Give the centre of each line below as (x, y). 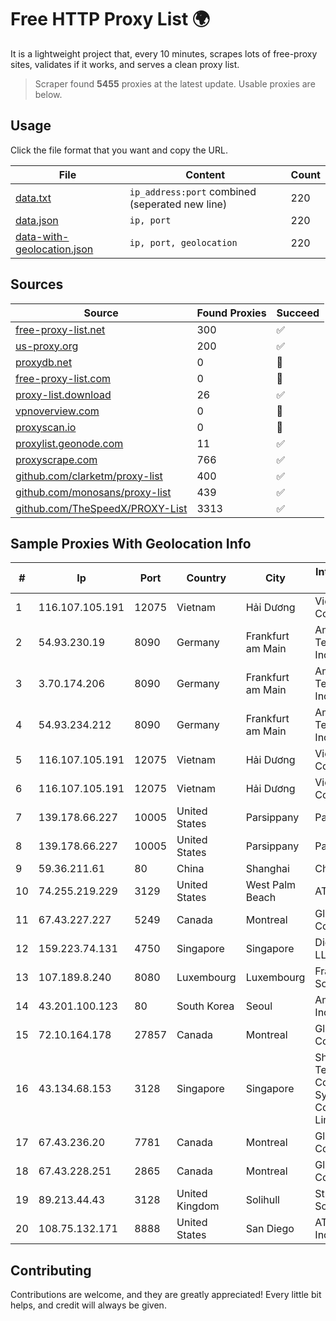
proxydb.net (44, 362)
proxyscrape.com (56, 459)
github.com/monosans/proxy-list (93, 492)
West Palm (271, 885)
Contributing (51, 1270)
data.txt (33, 198)
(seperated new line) (178, 204)
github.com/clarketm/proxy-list (89, 476)
